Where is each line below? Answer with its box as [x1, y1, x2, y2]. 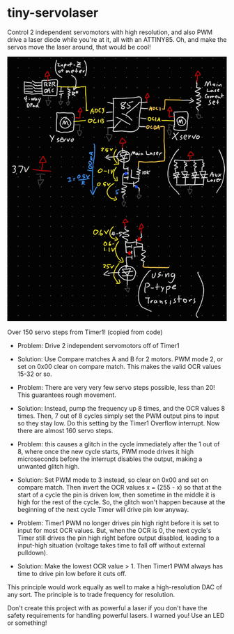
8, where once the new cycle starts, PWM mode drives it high [17, 447, 194, 455]
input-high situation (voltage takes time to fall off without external [17, 541, 205, 549]
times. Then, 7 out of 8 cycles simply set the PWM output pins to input [17, 412, 219, 420]
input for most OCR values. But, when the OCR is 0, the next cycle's [17, 526, 212, 534]
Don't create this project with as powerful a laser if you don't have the [7, 603, 208, 612]
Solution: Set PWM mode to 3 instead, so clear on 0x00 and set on [17, 476, 209, 484]
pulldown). [17, 548, 49, 557]
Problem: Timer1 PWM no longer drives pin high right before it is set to [17, 518, 219, 527]
